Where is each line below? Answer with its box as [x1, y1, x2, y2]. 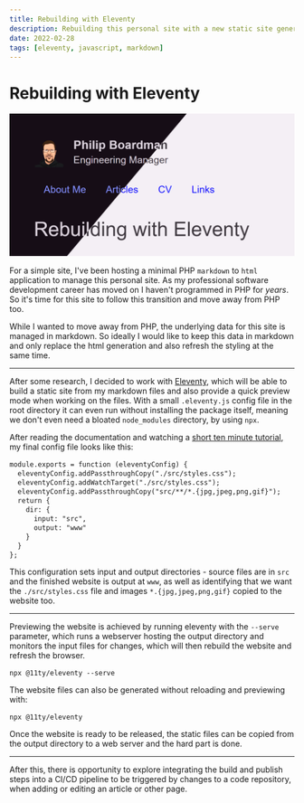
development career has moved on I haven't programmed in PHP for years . [9, 285, 290, 296]
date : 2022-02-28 [9, 33, 75, 43]
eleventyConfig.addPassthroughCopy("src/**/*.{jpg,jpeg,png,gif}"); [17, 487, 281, 496]
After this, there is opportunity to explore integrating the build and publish [9, 764, 283, 775]
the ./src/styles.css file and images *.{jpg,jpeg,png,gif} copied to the [9, 586, 282, 597]
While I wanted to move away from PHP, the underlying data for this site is [9, 321, 286, 332]
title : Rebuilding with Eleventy [9, 14, 136, 24]
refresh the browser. [9, 650, 86, 661]
